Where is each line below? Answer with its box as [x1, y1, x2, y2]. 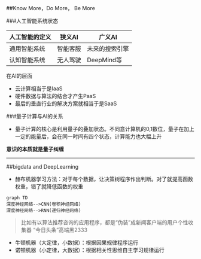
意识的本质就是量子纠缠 [6, 145, 64, 153]
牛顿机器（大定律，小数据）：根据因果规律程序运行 [14, 239, 139, 246]
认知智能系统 [9, 56, 46, 64]
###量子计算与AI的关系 [6, 112, 64, 120]
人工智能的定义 [9, 33, 52, 41]
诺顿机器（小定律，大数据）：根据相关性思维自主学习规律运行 [14, 246, 165, 254]
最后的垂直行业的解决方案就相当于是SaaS [14, 100, 117, 107]
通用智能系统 [9, 45, 46, 53]
